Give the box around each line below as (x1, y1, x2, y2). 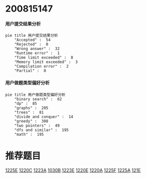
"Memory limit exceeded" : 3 (14, 60, 78, 65)
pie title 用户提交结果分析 (5, 33, 58, 38)
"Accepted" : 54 (14, 37, 51, 43)
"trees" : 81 (14, 109, 44, 115)
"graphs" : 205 (14, 105, 49, 110)
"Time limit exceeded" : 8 (14, 55, 73, 61)
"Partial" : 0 (14, 69, 46, 74)
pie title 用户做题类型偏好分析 (5, 92, 66, 97)
